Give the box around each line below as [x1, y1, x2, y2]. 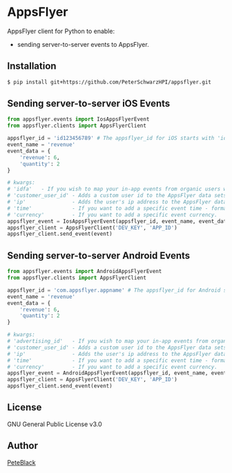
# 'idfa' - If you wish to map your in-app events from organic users [7, 185, 221, 193]
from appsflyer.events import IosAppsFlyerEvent [7, 116, 150, 123]
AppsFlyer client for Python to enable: [7, 27, 115, 35]
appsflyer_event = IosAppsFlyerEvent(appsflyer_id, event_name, [7, 218, 196, 225]
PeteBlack [7, 458, 36, 466]
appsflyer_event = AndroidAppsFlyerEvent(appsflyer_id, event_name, [7, 370, 209, 376]
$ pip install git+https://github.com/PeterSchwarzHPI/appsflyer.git [7, 79, 212, 85]
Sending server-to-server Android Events [7, 250, 191, 261]
